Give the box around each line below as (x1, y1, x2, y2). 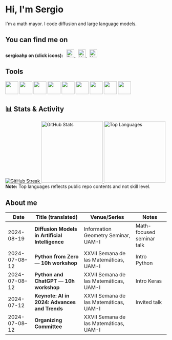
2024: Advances (34, 299, 76, 306)
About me (5, 198, 37, 207)
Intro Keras (135, 277, 162, 285)
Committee (34, 323, 62, 330)
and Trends (34, 305, 63, 312)
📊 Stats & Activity (5, 104, 64, 114)
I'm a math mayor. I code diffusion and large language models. (5, 21, 137, 27)
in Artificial (34, 232, 62, 239)
